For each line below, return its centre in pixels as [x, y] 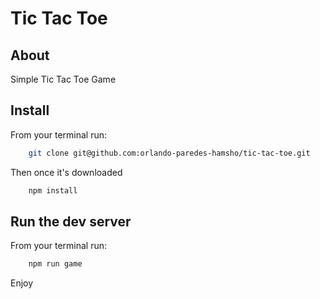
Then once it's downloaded [66, 172]
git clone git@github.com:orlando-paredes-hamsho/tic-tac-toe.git [169, 153]
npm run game [55, 264]
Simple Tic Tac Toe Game [63, 79]
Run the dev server [71, 221]
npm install [53, 190]
